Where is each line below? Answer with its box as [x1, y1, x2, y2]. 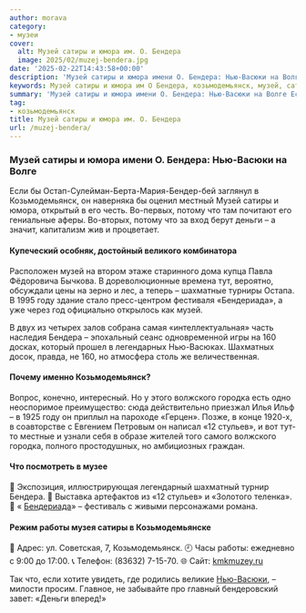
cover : [9, 38, 35, 48]
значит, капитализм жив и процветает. [9, 224, 159, 235]
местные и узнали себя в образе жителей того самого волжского [19, 430, 277, 442]
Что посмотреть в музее [9, 461, 108, 472]
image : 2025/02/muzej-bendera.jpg [17, 56, 148, 65]
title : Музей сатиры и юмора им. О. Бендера [9, 115, 181, 124]
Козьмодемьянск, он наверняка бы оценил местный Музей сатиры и [9, 195, 280, 206]
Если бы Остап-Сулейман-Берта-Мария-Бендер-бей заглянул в [9, 186, 260, 197]
